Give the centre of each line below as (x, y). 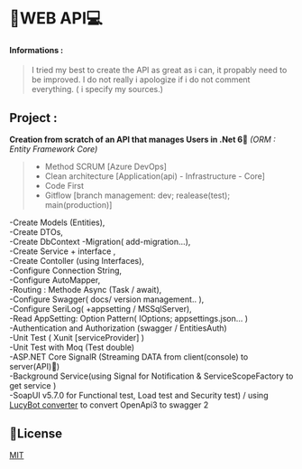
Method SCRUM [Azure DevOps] (105, 167)
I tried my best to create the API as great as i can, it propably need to (159, 70)
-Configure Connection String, (66, 271)
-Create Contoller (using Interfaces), (77, 261)
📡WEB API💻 (56, 19)
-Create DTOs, (36, 232)
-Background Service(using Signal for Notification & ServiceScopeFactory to (151, 376)
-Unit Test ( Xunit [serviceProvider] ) (77, 338)
